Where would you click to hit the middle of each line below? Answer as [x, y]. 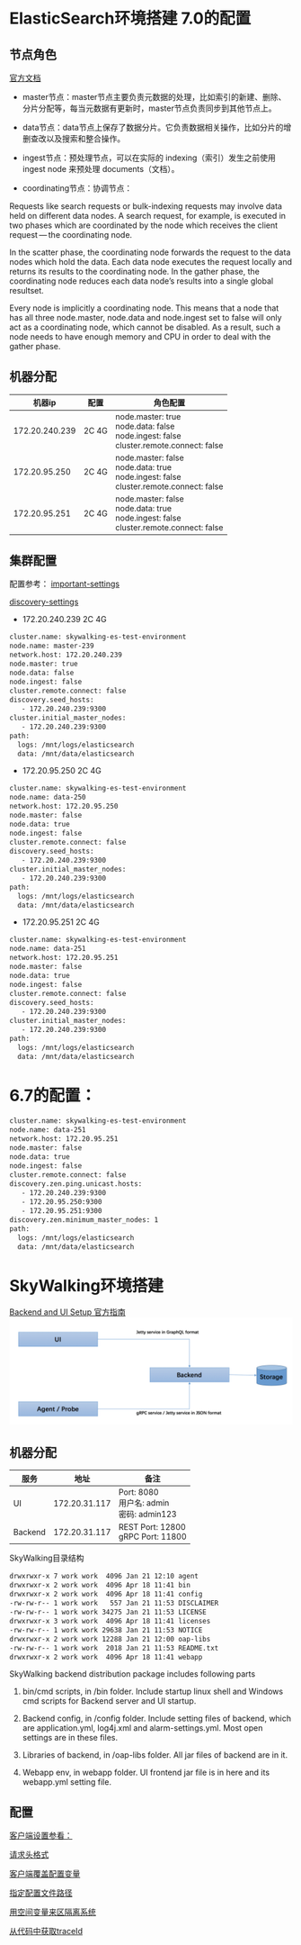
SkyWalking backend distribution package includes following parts [133, 1674]
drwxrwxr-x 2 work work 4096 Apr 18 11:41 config [106, 1594]
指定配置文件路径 [41, 1893]
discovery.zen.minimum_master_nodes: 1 [84, 1220]
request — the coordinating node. [71, 235]
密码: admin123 [147, 1514]
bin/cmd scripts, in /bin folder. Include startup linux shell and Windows [153, 1691]
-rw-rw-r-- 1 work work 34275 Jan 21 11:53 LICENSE [108, 1612]
